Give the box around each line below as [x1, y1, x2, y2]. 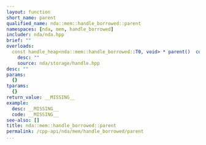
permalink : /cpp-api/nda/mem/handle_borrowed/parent [6, 128, 144, 135]
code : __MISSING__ [12, 111, 59, 117]
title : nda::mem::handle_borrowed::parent [6, 123, 116, 129]
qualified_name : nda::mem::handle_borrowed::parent [6, 20, 141, 26]
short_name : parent [6, 15, 56, 21]
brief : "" [6, 37, 32, 43]
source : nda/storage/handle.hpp [17, 60, 100, 66]
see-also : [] [6, 117, 40, 123]
